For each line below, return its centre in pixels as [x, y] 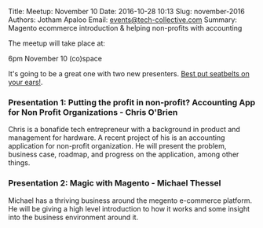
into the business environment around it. [73, 217]
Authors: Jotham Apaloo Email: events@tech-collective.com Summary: [123, 20]
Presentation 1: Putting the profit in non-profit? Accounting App [132, 102]
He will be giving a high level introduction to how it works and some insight [129, 208]
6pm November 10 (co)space [55, 59]
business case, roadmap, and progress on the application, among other [124, 154]
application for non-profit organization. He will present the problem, [117, 146]
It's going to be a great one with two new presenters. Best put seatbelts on [129, 74]
